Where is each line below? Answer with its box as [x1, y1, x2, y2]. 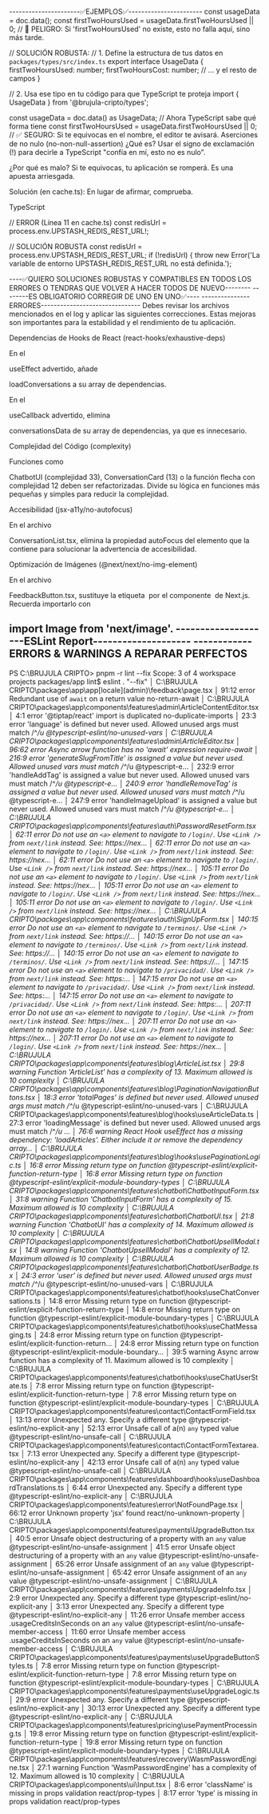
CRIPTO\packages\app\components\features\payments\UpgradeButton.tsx [9, 1525, 255, 1535]
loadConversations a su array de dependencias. [9, 379, 167, 389]
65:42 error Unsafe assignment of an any [112, 1567, 247, 1577]
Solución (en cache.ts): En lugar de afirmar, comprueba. [9, 187, 194, 196]
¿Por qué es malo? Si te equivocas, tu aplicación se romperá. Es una [9, 163, 234, 172]
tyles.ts [9, 1661, 34, 1670]
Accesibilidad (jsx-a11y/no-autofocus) [9, 505, 133, 514]
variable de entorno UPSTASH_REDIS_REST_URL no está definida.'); [9, 259, 232, 268]
